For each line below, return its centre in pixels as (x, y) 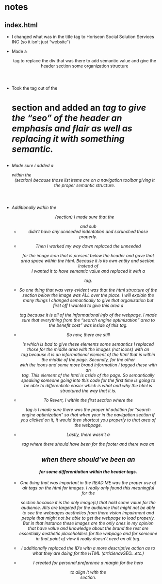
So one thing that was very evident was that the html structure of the (88, 290)
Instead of (88, 266)
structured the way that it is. (88, 391)
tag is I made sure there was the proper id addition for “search (88, 410)
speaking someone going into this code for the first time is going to (88, 380)
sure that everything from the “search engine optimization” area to (88, 320)
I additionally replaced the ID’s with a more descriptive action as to (88, 548)
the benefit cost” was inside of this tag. (88, 325)
